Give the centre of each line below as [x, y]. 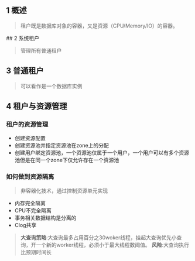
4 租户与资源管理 [37, 106]
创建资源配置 [30, 138]
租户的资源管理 [27, 124]
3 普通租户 [25, 71]
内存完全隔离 [30, 203]
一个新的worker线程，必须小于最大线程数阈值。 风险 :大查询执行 [112, 245]
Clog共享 [25, 225]
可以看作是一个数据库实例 [51, 86]
